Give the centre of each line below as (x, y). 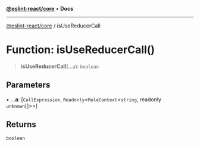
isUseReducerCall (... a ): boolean (60, 66)
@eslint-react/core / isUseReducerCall (54, 26)
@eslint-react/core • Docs (40, 9)
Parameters (28, 85)
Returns (21, 125)
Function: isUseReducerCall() (80, 50)
